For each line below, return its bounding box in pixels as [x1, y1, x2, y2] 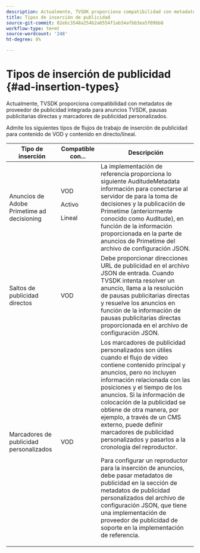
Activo [60, 200, 79, 208]
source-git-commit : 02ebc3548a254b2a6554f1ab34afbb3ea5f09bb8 [6, 20, 164, 26]
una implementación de [101, 508, 167, 517]
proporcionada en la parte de [101, 229, 182, 238]
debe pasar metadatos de [101, 471, 173, 480]
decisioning [9, 214, 42, 223]
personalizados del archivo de [101, 493, 185, 502]
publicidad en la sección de [101, 478, 177, 487]
